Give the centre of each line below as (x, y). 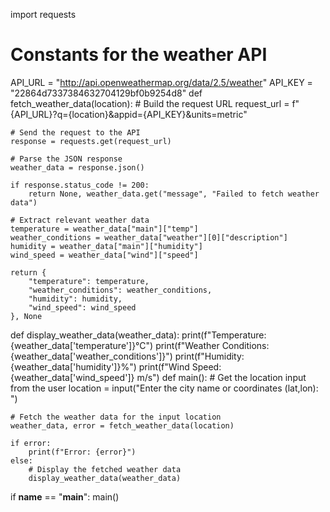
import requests (43, 14)
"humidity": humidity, (75, 299)
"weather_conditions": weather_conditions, (120, 290)
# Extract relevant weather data (80, 220)
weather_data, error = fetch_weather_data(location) (122, 425)
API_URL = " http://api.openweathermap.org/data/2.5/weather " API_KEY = (161, 82)
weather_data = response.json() (77, 167)
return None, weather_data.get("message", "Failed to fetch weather (174, 194)
